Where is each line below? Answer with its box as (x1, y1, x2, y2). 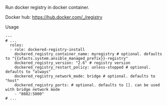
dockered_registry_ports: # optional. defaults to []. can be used (14, 83, 160, 88)
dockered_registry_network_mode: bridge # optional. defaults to (14, 74, 156, 79)
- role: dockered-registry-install (10, 47, 85, 52)
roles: (10, 43, 24, 48)
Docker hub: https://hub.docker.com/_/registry (5, 14, 103, 20)
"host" (5, 78, 19, 83)
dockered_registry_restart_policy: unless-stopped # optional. (14, 65, 151, 70)
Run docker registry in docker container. (5, 5, 90, 10)
